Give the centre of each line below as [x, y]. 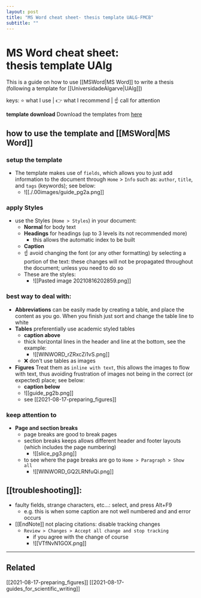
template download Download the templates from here [74, 114]
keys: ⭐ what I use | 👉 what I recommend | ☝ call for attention [83, 100]
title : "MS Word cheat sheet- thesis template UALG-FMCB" [80, 17]
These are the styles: [50, 275]
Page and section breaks [46, 428]
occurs [32, 517]
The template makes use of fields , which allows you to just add [94, 173]
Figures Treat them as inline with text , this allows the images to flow [102, 367]
